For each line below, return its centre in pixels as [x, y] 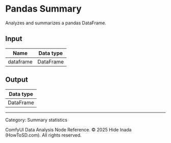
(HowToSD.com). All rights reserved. [44, 135]
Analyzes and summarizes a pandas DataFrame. [56, 23]
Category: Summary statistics [36, 120]
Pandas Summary [44, 9]
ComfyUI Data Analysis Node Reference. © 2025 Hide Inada [68, 129]
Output [17, 80]
